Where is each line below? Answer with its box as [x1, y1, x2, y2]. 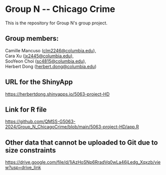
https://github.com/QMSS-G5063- [5, 118, 76, 125]
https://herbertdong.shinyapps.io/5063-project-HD [5, 91, 110, 97]
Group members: [5, 34, 59, 43]
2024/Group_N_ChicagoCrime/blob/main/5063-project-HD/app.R [5, 124, 139, 130]
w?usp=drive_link [5, 165, 41, 171]
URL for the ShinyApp [5, 78, 73, 87]
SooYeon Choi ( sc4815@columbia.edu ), [5, 58, 86, 64]
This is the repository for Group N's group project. [5, 20, 108, 26]
